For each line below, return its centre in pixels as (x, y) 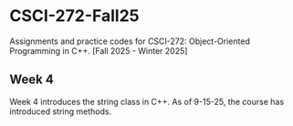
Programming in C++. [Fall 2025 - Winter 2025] (99, 50)
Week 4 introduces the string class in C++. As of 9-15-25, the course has (147, 101)
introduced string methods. (61, 111)
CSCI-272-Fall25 (74, 16)
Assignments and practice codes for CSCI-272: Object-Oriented (130, 41)
